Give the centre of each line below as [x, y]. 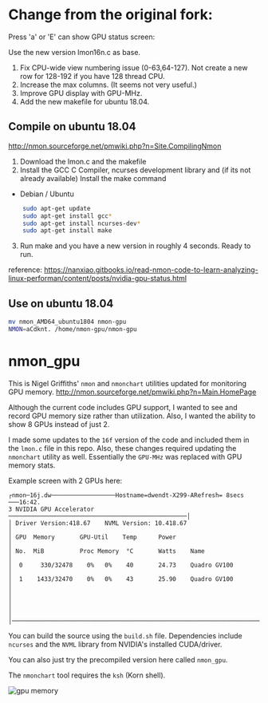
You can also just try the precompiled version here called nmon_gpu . [118, 659]
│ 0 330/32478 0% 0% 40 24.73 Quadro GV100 [121, 565]
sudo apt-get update [57, 208]
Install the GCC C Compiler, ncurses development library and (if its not [135, 170]
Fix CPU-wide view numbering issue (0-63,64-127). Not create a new [134, 67]
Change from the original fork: [110, 15]
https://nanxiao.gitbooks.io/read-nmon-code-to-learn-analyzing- [151, 270]
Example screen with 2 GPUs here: [65, 480]
